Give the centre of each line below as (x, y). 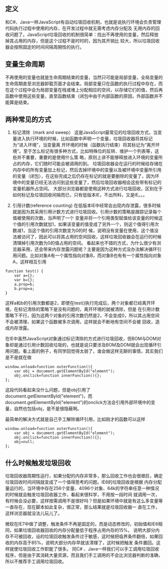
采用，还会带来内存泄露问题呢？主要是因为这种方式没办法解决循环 (89, 249)
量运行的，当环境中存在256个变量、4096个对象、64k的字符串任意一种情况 (82, 488)
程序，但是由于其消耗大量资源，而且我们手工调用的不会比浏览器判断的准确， (84, 555)
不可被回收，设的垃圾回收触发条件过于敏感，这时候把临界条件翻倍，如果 (84, 536)
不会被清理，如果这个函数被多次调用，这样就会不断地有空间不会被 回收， (80, 322)
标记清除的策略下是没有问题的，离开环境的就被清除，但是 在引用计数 (89, 309)
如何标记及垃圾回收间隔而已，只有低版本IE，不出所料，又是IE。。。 (80, 195)
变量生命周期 (25, 64)
